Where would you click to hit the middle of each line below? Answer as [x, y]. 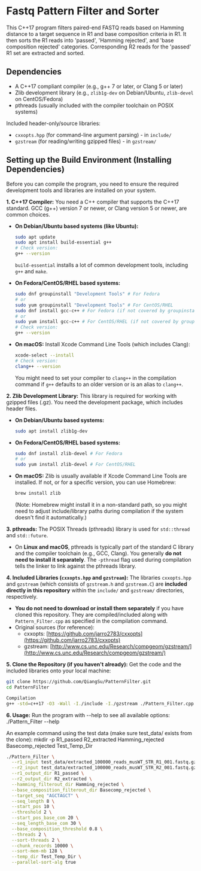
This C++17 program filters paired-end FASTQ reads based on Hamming [95, 28]
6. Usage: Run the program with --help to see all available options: [88, 715]
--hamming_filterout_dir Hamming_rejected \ [68, 784]
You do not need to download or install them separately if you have [99, 608]
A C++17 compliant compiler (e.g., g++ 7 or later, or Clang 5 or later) [99, 86]
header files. [22, 409]
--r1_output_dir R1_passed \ [48, 773]
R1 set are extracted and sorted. [45, 53]
